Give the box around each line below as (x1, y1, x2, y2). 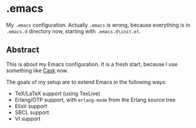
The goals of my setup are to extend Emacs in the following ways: (6, 78, 167, 85)
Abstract (6, 45, 40, 55)
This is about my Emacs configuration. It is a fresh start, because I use (6, 60, 178, 68)
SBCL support (14, 108, 49, 116)
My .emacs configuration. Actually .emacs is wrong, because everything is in (6, 21, 191, 28)
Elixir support (14, 103, 47, 110)
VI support (14, 115, 41, 122)
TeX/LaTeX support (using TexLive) (14, 89, 101, 97)
